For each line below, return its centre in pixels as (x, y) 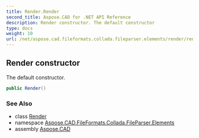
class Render (31, 116)
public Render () (26, 88)
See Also (19, 103)
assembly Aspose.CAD (43, 129)
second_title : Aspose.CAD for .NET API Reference (69, 17)
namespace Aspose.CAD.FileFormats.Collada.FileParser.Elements (94, 123)
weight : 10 (20, 34)
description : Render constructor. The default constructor (81, 23)
